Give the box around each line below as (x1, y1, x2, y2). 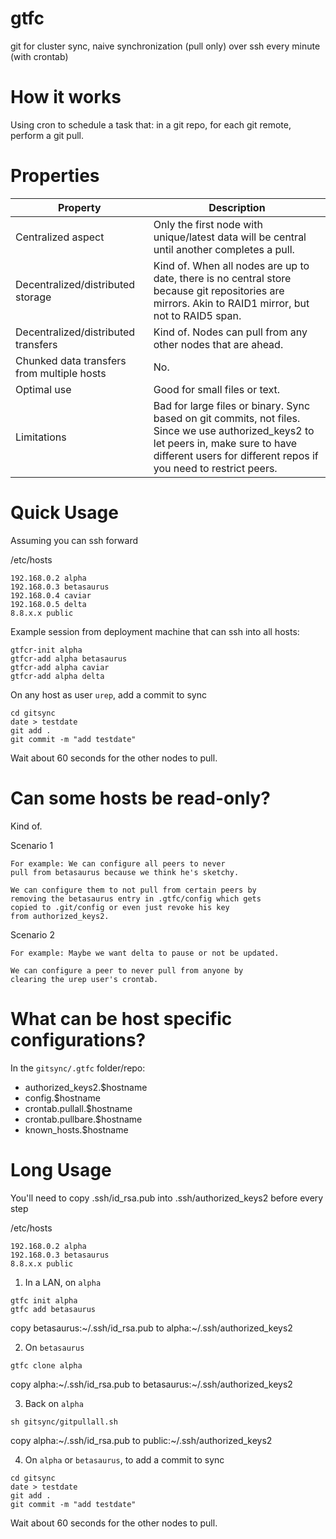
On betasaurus (24, 1341, 85, 1353)
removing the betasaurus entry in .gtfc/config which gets (10, 893, 262, 904)
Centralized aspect (15, 230, 105, 244)
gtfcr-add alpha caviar (10, 662, 110, 672)
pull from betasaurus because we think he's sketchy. (10, 867, 240, 877)
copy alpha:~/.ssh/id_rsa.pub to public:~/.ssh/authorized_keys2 (10, 1434, 273, 1446)
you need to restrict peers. (153, 461, 278, 475)
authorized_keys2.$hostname (24, 1081, 148, 1093)
